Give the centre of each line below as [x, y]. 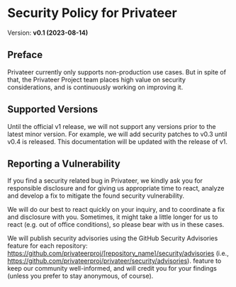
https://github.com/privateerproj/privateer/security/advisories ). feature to [114, 261]
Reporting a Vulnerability [64, 163]
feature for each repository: [47, 246]
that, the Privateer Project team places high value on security [97, 79]
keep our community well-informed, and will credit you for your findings [112, 269]
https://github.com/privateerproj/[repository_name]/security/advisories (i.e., [118, 254]
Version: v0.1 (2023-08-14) [48, 33]
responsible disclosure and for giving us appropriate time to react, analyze [116, 188]
